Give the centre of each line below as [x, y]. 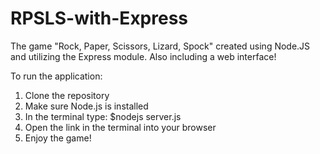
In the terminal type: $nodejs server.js [103, 116]
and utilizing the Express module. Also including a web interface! [143, 56]
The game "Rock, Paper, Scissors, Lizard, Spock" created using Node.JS [160, 46]
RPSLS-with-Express [99, 18]
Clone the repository [67, 95]
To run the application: [56, 76]
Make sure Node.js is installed [86, 106]
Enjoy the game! [58, 138]
